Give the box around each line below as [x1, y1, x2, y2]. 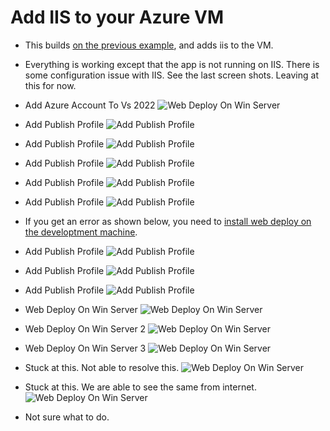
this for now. [24, 79, 77, 91]
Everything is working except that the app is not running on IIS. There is [24, 58, 320, 70]
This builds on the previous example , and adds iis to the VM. [24, 39, 274, 51]
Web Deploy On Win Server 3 [24, 342, 147, 354]
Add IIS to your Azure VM [10, 6, 225, 29]
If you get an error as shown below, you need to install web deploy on [24, 215, 312, 227]
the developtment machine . [24, 226, 138, 238]
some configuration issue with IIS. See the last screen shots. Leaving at [24, 69, 319, 81]
